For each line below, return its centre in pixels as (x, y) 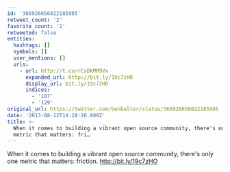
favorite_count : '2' (37, 26)
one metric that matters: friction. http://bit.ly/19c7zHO (82, 161)
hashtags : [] (32, 45)
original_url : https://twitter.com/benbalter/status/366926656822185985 (113, 109)
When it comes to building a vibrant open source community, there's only (111, 154)
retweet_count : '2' (35, 20)
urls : (21, 64)
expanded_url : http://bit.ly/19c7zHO (79, 77)
